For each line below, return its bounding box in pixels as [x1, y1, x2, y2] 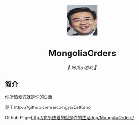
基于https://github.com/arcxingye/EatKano [5, 104, 91, 110]
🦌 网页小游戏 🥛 [67, 64, 97, 70]
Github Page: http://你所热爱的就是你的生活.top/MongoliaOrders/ [5, 114, 134, 120]
